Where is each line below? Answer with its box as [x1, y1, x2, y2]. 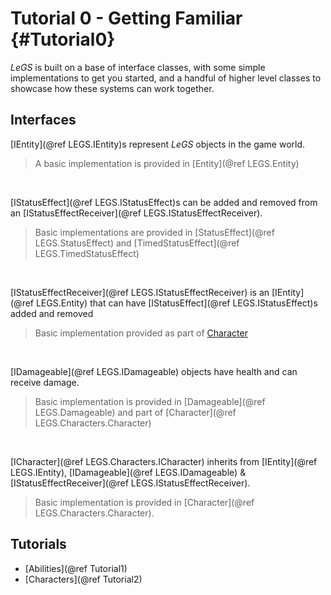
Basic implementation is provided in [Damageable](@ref [34, 395, 266, 407]
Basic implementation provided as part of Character [34, 327, 248, 339]
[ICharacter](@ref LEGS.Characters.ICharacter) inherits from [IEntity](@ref [10, 455, 318, 467]
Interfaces [10, 112, 77, 129]
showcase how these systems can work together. [10, 82, 215, 94]
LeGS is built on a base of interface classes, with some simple [10, 61, 266, 73]
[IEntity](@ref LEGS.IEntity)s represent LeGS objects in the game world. [10, 138, 306, 150]
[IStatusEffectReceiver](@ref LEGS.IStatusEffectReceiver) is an [10, 286, 270, 298]
